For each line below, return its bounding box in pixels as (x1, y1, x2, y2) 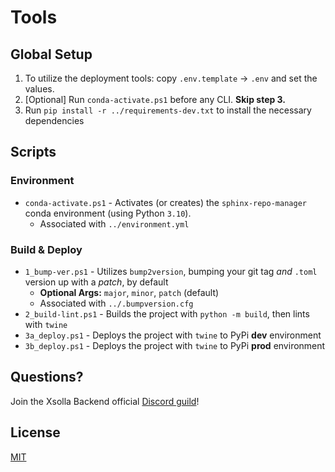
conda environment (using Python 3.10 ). (24, 207, 192, 219)
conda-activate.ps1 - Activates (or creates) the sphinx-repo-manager (24, 196, 307, 208)
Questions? (10, 369, 84, 386)
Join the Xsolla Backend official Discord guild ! (10, 395, 200, 407)
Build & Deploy (10, 242, 83, 256)
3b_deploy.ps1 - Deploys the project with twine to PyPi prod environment (24, 339, 326, 351)
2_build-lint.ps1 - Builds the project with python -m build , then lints (24, 307, 310, 320)
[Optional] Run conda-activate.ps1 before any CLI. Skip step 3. (24, 94, 287, 105)
